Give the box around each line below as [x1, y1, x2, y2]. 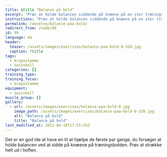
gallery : [5, 100, 23, 105]
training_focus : [5, 77, 39, 81]
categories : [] [5, 68, 37, 73]
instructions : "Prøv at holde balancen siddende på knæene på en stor [5, 16, 155, 21]
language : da [5, 35, 32, 40]
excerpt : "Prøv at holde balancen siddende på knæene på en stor [5, 12, 143, 17]
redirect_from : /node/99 [5, 26, 57, 31]
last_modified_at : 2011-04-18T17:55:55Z [5, 123, 90, 128]
